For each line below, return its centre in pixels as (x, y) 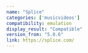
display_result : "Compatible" (45, 29)
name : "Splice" (25, 12)
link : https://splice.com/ (40, 40)
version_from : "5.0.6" (35, 35)
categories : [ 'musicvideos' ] (43, 18)
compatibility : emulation (39, 23)
